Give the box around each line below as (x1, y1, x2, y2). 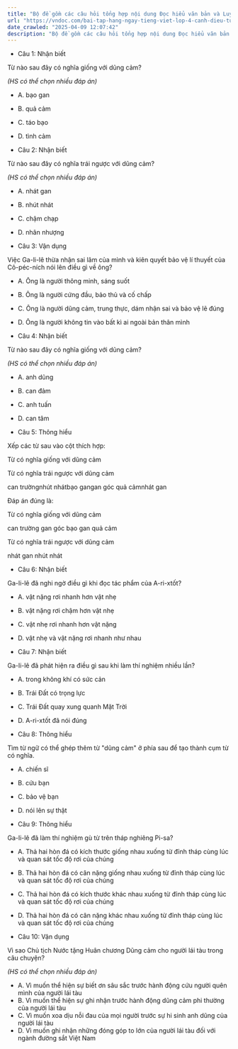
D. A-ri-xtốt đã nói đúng (17, 717, 87, 725)
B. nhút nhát (17, 201, 54, 209)
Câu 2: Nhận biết (17, 146, 67, 155)
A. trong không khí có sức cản (17, 675, 106, 684)
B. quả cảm (17, 104, 51, 113)
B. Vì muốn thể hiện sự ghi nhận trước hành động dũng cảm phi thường (17, 997, 225, 1005)
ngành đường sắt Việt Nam (17, 1034, 96, 1043)
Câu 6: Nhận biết (17, 565, 67, 574)
